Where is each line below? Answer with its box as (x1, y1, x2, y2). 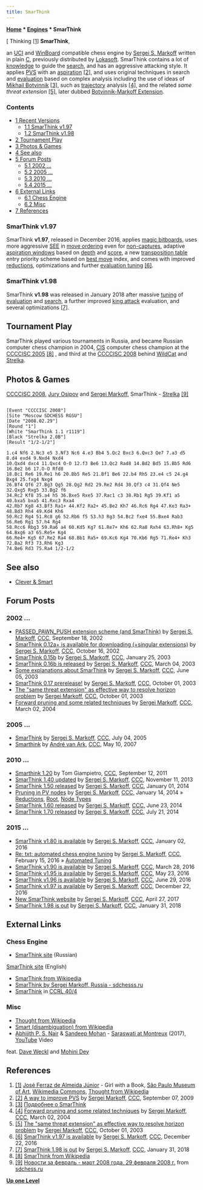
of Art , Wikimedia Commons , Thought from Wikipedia (15, 1088, 149, 1095)
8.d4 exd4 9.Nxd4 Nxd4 (6, 455, 64, 461)
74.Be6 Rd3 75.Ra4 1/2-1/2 (6, 546, 75, 552)
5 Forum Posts (15, 155, 52, 163)
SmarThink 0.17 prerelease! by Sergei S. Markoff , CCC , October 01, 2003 (15, 679, 196, 687)
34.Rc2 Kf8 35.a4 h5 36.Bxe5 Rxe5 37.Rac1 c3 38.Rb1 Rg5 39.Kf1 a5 (6, 492, 181, 498)
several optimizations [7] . (6, 304, 70, 311)
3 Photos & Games (15, 142, 62, 149)
